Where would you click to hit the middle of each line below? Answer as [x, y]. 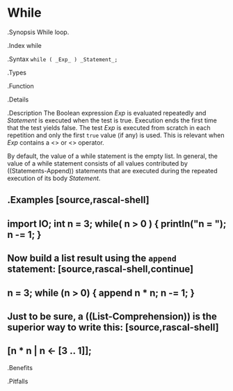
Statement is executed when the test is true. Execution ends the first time [112, 120]
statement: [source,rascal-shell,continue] [100, 269]
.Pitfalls [18, 381]
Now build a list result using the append [92, 258]
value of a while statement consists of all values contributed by [97, 163]
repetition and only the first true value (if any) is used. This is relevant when [116, 135]
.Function [21, 86]
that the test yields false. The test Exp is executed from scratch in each [109, 127]
